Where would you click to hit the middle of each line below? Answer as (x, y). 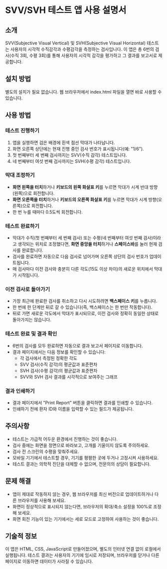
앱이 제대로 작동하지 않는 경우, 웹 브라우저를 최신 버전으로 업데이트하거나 (83, 494)
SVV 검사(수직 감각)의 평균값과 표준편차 (59, 364)
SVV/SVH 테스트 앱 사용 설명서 (66, 10)
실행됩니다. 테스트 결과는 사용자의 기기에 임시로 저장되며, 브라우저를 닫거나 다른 (82, 555)
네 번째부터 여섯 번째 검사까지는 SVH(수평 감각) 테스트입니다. (72, 161)
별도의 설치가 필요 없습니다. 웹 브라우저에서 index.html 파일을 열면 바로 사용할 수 (83, 92)
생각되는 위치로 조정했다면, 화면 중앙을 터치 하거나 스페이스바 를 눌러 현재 (87, 244)
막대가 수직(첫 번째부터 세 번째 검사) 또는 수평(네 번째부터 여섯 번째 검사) (83, 238)
